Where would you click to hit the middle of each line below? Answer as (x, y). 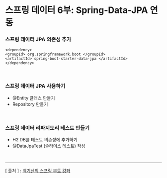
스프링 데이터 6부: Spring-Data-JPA (77, 10)
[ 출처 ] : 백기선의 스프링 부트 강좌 (38, 171)
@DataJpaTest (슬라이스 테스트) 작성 (49, 146)
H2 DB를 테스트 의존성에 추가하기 (45, 140)
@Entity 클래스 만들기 (34, 98)
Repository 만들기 (30, 104)
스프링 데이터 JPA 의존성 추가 (38, 39)
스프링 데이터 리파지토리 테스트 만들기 (47, 128)
